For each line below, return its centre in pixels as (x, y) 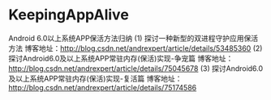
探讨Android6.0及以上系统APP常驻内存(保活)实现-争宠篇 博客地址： (121, 58)
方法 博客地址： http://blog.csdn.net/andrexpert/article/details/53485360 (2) (135, 48)
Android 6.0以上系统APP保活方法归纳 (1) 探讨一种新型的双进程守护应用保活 (133, 38)
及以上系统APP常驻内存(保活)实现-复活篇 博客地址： (95, 78)
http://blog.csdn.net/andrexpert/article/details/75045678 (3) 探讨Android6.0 (136, 68)
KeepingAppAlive (69, 15)
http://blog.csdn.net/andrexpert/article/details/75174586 (103, 87)
